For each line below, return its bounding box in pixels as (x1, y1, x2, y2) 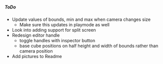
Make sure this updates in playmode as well (19, 21, 109, 27)
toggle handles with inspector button (19, 37, 95, 43)
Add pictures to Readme (11, 53, 62, 59)
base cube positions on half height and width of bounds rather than (19, 43, 158, 49)
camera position (19, 48, 53, 54)
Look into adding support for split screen (11, 27, 96, 33)
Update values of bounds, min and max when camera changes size (11, 16, 151, 22)
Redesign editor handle (11, 32, 60, 38)
